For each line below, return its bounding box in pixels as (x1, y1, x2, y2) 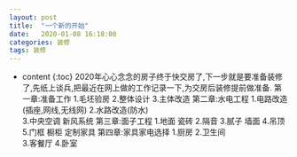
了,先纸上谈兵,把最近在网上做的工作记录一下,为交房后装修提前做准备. (21, 82, 272, 93)
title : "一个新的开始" (9, 21, 89, 30)
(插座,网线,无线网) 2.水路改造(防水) (21, 105, 149, 115)
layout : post (9, 12, 58, 22)
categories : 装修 (9, 37, 71, 47)
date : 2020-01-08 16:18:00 (9, 29, 117, 38)
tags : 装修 (9, 46, 47, 55)
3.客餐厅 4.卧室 (21, 138, 78, 149)
